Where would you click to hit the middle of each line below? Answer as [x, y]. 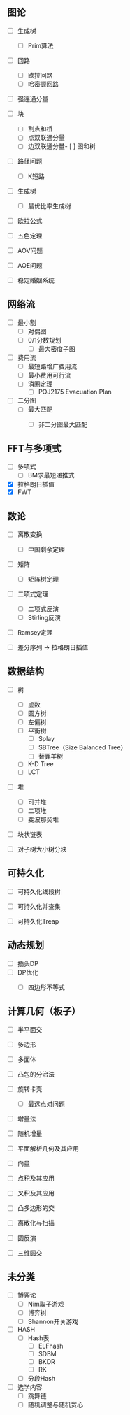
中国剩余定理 [46, 549]
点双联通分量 [46, 138]
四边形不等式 [46, 987]
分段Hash [42, 1379]
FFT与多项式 [34, 448]
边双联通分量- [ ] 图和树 [62, 146]
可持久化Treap [38, 921]
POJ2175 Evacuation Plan [75, 392]
